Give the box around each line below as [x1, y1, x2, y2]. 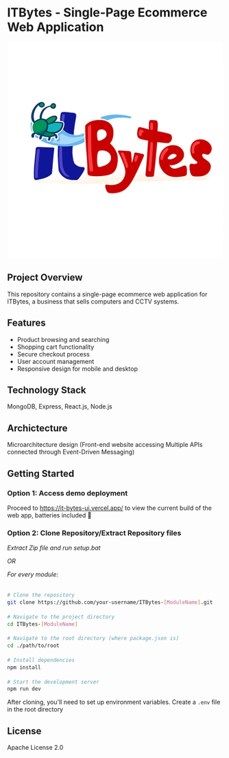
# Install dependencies [7, 657, 75, 663]
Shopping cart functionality [16, 343, 95, 351]
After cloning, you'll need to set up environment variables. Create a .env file [7, 698, 221, 707]
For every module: [7, 570, 59, 578]
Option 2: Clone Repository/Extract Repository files [7, 528, 182, 537]
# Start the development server [7, 678, 99, 685]
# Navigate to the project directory [7, 613, 115, 620]
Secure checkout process [16, 350, 91, 358]
